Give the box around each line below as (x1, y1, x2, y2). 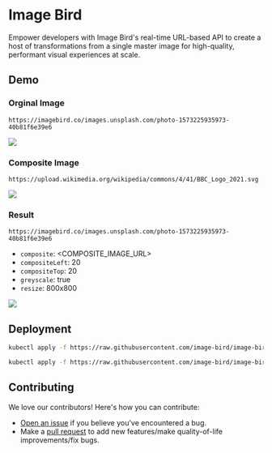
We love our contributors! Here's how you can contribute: (8, 402, 200, 412)
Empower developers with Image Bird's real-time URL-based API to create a (8, 32, 261, 42)
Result (8, 209, 35, 220)
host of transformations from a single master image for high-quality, (8, 41, 235, 50)
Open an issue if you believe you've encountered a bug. (19, 417, 207, 427)
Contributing (8, 381, 74, 395)
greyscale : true (19, 275, 71, 284)
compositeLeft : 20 (19, 258, 81, 267)
